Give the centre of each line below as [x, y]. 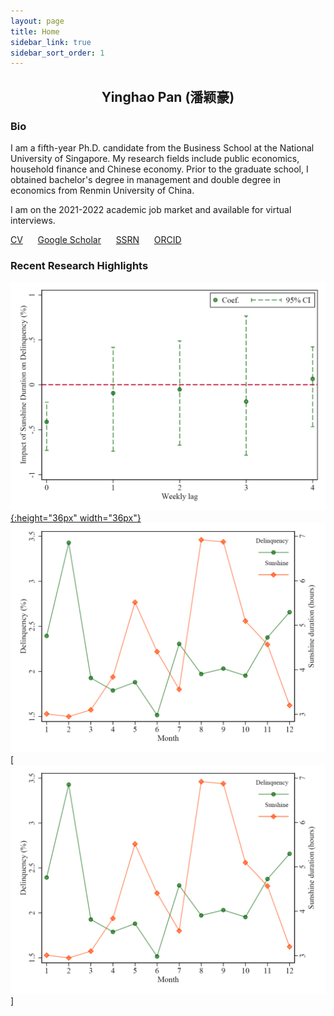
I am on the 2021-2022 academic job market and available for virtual [151, 209]
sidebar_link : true [51, 42]
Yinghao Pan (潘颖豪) [168, 96]
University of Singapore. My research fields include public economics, [155, 158]
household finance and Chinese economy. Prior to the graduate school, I [159, 169]
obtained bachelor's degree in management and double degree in [146, 179]
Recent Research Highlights [79, 265]
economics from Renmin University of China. [102, 190]
